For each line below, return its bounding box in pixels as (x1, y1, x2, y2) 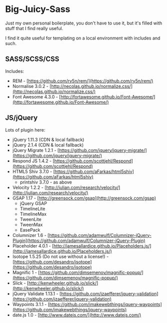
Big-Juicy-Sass (5, 3, 70, 15)
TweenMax (19, 221, 43, 227)
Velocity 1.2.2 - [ (12, 184, 46, 190)
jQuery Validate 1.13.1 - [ (12, 290, 61, 296)
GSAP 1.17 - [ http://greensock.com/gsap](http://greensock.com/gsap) (12, 195, 156, 201)
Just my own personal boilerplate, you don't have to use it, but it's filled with (5, 20, 162, 26)
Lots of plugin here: (5, 126, 45, 133)
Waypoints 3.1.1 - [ (12, 301, 50, 307)
